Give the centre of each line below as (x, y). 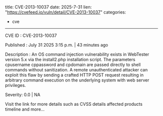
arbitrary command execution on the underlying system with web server (77, 80)
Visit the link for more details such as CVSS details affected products (74, 104)
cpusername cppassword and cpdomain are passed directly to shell (73, 65)
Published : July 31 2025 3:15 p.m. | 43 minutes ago (57, 45)
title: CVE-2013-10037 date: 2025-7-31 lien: (49, 7)
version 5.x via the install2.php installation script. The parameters (70, 59)
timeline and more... (25, 109)
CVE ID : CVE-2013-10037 (31, 35)
